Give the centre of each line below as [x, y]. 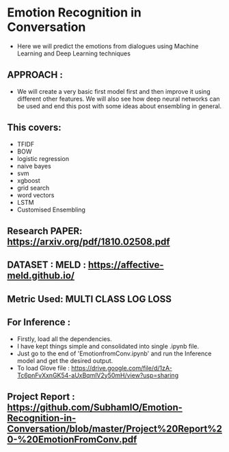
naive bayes [34, 166]
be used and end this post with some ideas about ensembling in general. [119, 106]
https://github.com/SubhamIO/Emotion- [95, 407]
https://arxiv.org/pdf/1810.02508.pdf [89, 241]
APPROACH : [35, 75]
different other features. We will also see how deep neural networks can [118, 99]
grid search [33, 188]
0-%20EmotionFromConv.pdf [72, 439]
